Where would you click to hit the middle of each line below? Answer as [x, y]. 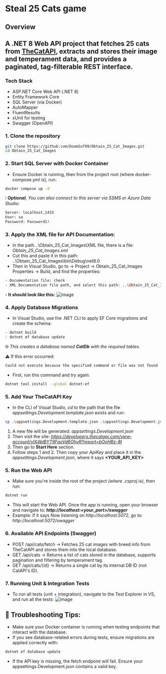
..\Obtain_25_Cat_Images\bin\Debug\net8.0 [56, 261]
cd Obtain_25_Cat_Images [31, 151]
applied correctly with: [35, 642]
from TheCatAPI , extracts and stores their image [81, 51]
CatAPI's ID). [25, 570]
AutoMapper [25, 107]
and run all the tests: [33, 599]
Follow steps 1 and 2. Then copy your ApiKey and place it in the [77, 452]
